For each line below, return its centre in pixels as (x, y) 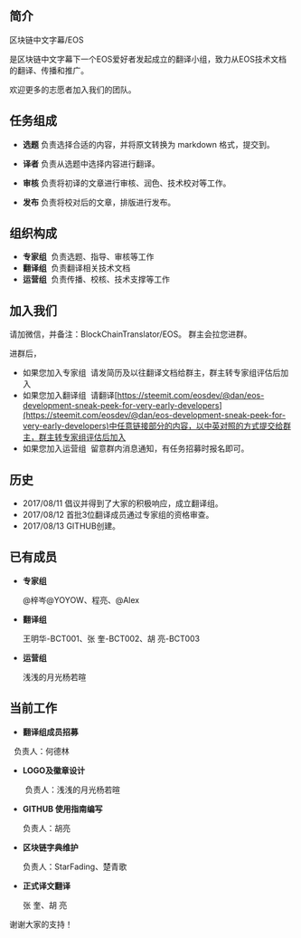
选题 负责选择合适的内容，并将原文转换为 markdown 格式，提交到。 (149, 144)
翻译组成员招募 (50, 732)
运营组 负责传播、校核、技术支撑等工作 (96, 280)
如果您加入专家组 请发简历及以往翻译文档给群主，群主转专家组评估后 (151, 373)
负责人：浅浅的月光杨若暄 (72, 790)
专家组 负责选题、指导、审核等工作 (88, 257)
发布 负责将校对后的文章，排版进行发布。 (99, 202)
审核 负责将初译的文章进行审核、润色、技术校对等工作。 (127, 183)
